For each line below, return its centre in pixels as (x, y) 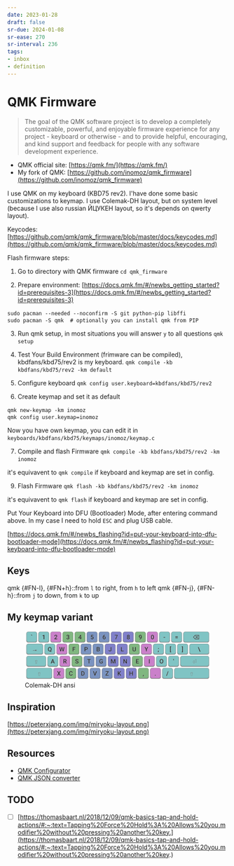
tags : (15, 52)
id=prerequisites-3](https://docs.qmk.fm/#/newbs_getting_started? (114, 292)
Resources (31, 754)
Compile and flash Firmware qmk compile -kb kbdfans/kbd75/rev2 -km (118, 451)
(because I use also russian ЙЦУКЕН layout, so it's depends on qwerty (109, 208)
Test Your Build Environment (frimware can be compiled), (100, 355)
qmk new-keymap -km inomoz (47, 410)
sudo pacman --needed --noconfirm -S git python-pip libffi (97, 313)
